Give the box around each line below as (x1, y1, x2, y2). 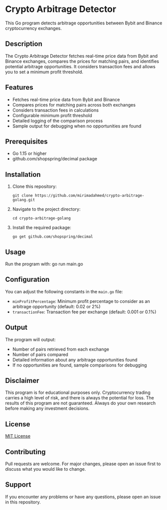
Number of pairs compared (12, 351, 68, 357)
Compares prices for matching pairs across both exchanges (12, 102, 136, 108)
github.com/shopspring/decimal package (12, 156, 97, 162)
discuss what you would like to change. (5, 466, 86, 472)
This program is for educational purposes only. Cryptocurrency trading (5, 389, 151, 395)
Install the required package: (12, 225, 71, 231)
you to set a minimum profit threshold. (5, 69, 84, 75)
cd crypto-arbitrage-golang (12, 216, 71, 221)
